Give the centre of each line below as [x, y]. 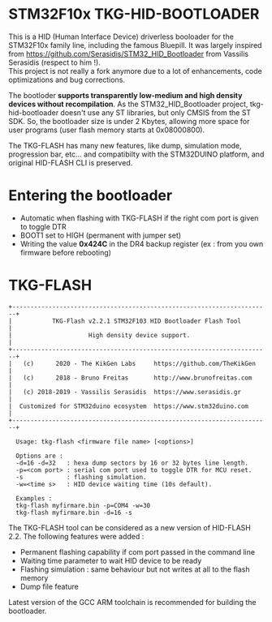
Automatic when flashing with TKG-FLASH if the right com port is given [139, 218]
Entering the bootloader [91, 196]
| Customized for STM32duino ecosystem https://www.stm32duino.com [129, 406]
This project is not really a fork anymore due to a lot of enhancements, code [135, 71]
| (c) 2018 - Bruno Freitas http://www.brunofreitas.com [130, 378]
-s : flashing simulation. [82, 477]
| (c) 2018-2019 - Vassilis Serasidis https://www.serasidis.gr [125, 392]
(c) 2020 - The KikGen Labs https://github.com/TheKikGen [139, 363]
